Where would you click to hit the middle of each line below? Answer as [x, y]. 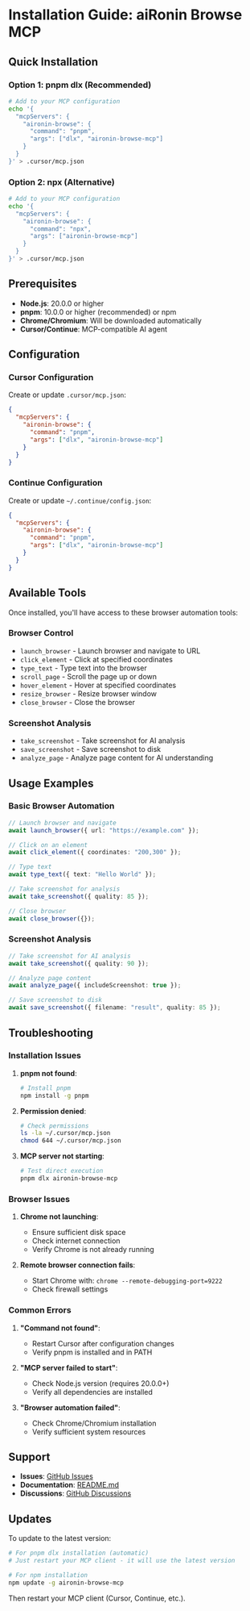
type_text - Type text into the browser [83, 668]
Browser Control [41, 633]
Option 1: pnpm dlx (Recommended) [80, 85]
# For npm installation [48, 1575]
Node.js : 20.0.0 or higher [62, 303]
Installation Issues [45, 1056]
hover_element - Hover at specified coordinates [98, 685]
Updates [30, 1519]
